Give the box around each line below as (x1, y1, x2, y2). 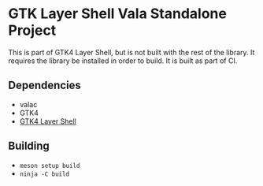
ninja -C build (19, 170, 70, 178)
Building (8, 139, 50, 153)
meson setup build (19, 162, 80, 169)
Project (8, 21, 57, 39)
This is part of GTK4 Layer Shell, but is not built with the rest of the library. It (8, 47, 255, 57)
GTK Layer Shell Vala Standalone (8, 5, 227, 23)
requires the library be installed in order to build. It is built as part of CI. (8, 56, 238, 65)
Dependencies (8, 79, 81, 92)
